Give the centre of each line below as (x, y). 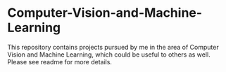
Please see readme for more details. (60, 62)
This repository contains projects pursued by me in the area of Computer (113, 47)
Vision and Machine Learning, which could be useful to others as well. (109, 55)
